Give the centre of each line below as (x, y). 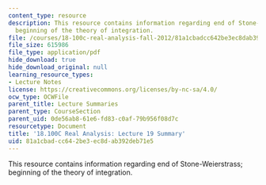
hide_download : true (42, 60)
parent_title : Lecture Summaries (63, 104)
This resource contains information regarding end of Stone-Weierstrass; (125, 164)
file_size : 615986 (38, 45)
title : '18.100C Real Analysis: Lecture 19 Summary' (97, 133)
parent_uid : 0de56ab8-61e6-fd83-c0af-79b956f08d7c (93, 119)
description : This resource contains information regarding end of (122, 23)
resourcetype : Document (47, 126)
